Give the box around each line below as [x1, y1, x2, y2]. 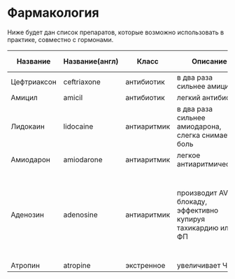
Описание [192, 56, 227, 66]
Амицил [10, 92, 38, 102]
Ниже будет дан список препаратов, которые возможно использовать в [7, 28, 225, 36]
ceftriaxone [63, 77, 101, 87]
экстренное [125, 260, 166, 270]
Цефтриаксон [10, 77, 57, 87]
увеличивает [177, 260, 221, 270]
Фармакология [7, 5, 99, 21]
